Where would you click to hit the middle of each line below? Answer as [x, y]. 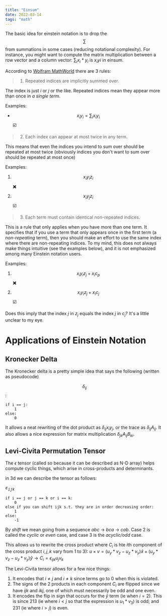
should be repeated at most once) [40, 157]
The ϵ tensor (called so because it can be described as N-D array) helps [80, 463]
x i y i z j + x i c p [88, 274]
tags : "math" [19, 19]
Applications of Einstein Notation [76, 341]
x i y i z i [88, 177]
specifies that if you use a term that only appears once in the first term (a [81, 232]
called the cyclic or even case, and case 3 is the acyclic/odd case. [74, 535]
